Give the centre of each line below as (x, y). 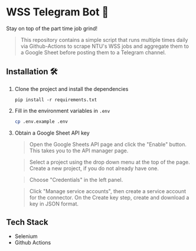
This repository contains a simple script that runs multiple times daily (104, 40)
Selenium (26, 236)
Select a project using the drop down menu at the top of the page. (110, 162)
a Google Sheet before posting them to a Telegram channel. (93, 52)
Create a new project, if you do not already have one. (94, 168)
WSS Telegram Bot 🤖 (58, 12)
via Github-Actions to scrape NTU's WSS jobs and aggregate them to (104, 46)
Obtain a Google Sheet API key (52, 133)
